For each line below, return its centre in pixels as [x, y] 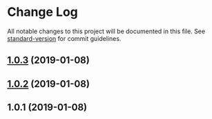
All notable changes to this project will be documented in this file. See [106, 31]
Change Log [42, 12]
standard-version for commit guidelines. [64, 38]
